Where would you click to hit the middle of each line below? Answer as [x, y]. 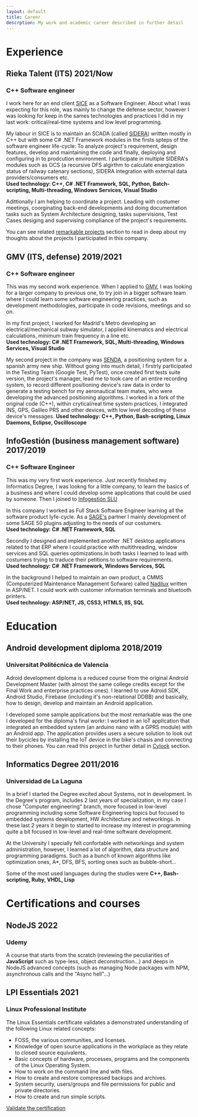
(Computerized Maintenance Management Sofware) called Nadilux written [97, 584]
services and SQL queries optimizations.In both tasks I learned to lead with [97, 553]
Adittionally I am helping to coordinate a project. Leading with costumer [93, 202]
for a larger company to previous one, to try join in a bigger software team [96, 293]
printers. [16, 596]
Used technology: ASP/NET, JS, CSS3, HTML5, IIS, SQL [75, 602]
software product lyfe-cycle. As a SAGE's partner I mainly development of [96, 517]
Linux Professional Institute [46, 1009]
